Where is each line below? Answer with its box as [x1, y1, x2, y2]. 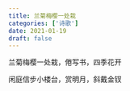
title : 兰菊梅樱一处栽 [8, 11, 77, 20]
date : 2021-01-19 [8, 27, 67, 35]
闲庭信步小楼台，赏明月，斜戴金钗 [8, 74, 122, 85]
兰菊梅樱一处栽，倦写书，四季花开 [8, 57, 122, 67]
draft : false [8, 34, 52, 43]
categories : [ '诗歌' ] [8, 19, 79, 27]
